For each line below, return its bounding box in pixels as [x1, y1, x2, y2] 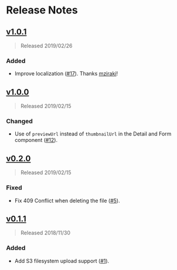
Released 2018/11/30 [20, 229, 71, 237]
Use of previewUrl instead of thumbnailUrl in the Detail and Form [14, 130, 172, 137]
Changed [6, 117, 33, 126]
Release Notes [6, 4, 78, 17]
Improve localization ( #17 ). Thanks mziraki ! [14, 70, 118, 77]
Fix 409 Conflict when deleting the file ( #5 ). [14, 197, 120, 204]
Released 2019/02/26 [20, 42, 73, 49]
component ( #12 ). [14, 137, 57, 144]
